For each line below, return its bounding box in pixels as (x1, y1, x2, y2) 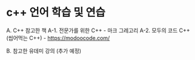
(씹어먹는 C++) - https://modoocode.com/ (6, 34, 110, 41)
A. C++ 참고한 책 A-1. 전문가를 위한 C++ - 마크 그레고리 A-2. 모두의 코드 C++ (6, 27, 191, 34)
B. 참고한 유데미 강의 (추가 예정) (6, 47, 82, 55)
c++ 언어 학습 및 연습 (6, 5, 106, 19)
